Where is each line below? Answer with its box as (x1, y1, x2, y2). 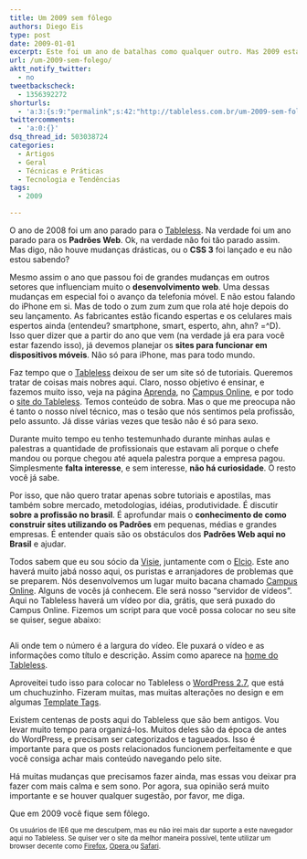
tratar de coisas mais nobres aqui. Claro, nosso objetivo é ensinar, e (9, 376, 265, 387)
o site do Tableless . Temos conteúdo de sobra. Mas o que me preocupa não (9, 397, 296, 407)
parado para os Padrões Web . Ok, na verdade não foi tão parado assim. (9, 235, 281, 245)
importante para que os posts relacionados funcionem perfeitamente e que (9, 744, 292, 754)
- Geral (17, 157, 48, 167)
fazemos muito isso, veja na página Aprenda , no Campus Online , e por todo (9, 387, 294, 398)
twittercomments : (9, 115, 76, 124)
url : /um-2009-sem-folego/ (9, 56, 112, 65)
